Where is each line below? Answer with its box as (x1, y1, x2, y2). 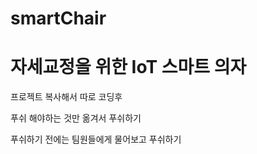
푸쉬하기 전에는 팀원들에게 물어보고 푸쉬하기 (10, 133, 182, 146)
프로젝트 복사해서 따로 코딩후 (10, 91, 123, 103)
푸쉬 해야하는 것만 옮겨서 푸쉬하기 (10, 112, 142, 124)
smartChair (10, 7, 107, 30)
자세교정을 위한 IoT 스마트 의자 (10, 56, 247, 79)
